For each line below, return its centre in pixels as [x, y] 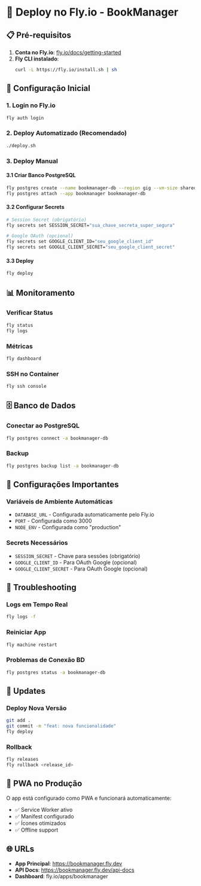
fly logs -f [21, 617]
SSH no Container [33, 374]
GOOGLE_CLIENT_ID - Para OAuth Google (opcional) [76, 562]
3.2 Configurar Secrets [35, 207]
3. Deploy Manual [32, 161]
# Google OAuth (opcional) [40, 236]
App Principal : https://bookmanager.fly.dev [68, 863]
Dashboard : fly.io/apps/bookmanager [61, 876]
